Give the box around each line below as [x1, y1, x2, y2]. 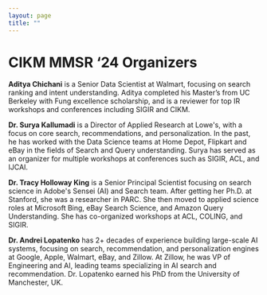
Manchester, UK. [8, 278, 64, 287]
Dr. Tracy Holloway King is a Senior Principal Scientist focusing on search [8, 178, 252, 188]
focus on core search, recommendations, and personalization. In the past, [8, 129, 251, 138]
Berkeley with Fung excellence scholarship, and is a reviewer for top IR [8, 96, 241, 106]
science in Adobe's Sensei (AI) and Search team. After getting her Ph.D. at [8, 186, 253, 196]
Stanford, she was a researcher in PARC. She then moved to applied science [8, 195, 259, 204]
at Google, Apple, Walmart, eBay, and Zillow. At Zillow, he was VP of [8, 252, 231, 262]
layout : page [8, 11, 52, 20]
